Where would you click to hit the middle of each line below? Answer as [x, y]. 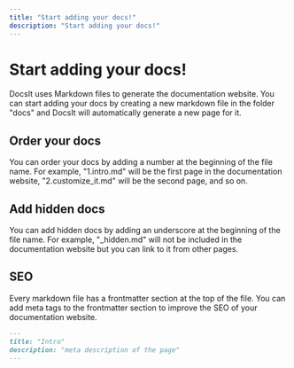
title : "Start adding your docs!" [73, 17]
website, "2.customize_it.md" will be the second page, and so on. [128, 181]
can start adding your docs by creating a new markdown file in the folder [142, 104]
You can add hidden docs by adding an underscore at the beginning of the [145, 231]
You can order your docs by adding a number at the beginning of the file [141, 162]
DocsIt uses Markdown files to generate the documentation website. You [142, 94]
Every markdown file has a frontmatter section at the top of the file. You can [147, 298]
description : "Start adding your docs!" [85, 26]
